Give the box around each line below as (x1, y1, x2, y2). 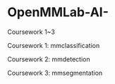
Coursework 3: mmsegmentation (7, 68, 103, 77)
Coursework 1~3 (7, 28, 55, 36)
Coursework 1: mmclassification (7, 41, 100, 49)
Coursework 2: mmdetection (7, 54, 90, 64)
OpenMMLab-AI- (7, 4, 109, 20)
